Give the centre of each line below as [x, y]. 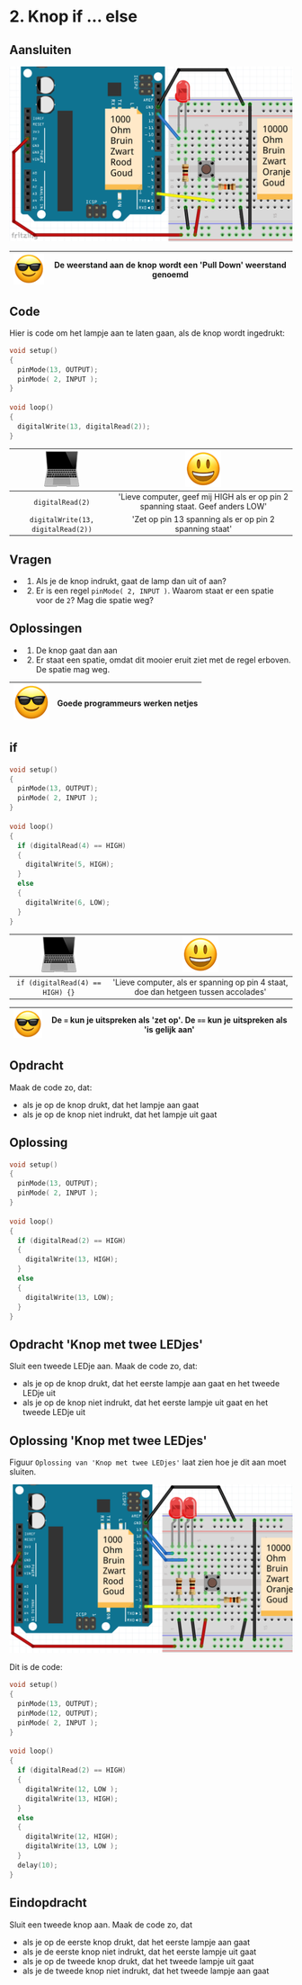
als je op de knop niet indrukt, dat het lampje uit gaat [120, 1114]
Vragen [31, 559]
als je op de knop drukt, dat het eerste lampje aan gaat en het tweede [151, 1384]
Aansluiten [40, 50]
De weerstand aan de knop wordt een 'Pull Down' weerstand [170, 265]
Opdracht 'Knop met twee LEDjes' [107, 1344]
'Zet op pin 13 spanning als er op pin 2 [204, 519]
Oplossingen [46, 629]
